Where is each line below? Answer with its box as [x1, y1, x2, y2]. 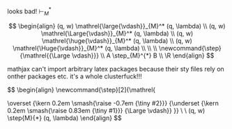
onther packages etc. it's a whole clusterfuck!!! [7, 72, 142, 80]
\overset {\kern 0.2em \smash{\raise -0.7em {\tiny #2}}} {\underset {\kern [7, 99, 219, 108]
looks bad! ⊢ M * [7, 6, 52, 17]
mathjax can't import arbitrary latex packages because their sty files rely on [7, 65, 224, 74]
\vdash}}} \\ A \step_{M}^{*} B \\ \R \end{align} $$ [72, 51, 215, 60]
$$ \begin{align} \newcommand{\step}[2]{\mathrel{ [7, 86, 156, 94]
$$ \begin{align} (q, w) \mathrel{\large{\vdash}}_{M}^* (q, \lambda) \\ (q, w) [8, 22, 226, 31]
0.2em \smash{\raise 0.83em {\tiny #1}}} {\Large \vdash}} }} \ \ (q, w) [7, 107, 206, 115]
